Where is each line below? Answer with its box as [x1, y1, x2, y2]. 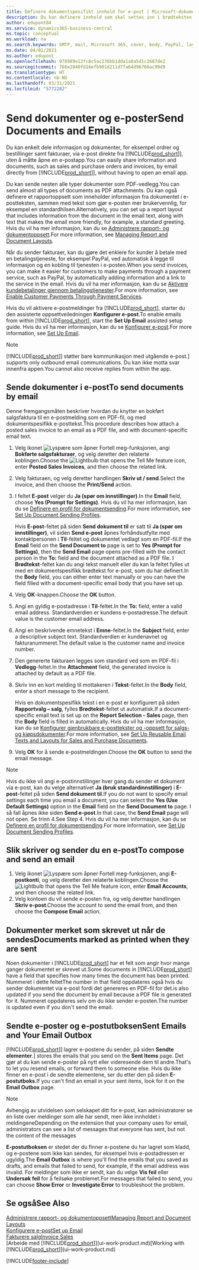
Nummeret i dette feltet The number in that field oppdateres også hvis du [6, 979, 183, 986]
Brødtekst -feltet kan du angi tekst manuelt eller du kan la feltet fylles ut [14, 560, 190, 567]
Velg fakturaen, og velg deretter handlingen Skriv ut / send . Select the [14, 474, 185, 481]
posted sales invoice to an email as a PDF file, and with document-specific [6, 426, 188, 433]
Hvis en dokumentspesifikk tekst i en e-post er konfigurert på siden [14, 698, 179, 706]
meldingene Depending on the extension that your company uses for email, [6, 1119, 188, 1126]
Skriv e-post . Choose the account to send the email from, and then [14, 901, 178, 909]
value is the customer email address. [14, 615, 105, 622]
